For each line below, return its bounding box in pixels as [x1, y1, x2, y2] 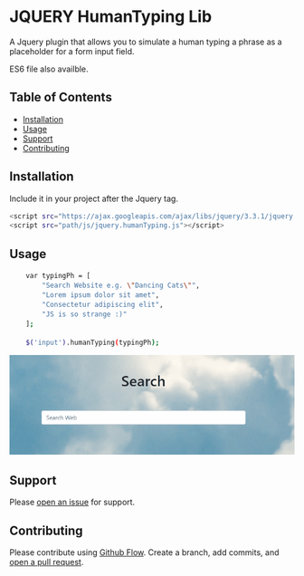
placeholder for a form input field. [9, 45, 135, 56]
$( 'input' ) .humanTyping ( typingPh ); [25, 338, 160, 348]
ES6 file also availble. [9, 63, 89, 74]
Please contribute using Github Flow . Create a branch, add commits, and [9, 546, 280, 558]
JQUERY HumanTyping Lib [9, 6, 213, 27]
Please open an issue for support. [9, 496, 136, 508]
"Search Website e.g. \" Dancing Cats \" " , [42, 281, 201, 290]
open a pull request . [9, 556, 84, 567]
